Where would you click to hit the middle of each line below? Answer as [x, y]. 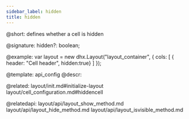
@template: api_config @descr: [44, 74]
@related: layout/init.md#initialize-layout [55, 85]
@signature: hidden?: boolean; [43, 45]
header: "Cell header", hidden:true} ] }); [54, 63]
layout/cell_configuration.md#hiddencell [55, 92]
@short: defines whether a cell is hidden [55, 34]
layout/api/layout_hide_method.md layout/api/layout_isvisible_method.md [95, 110]
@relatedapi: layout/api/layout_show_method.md [65, 103]
